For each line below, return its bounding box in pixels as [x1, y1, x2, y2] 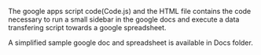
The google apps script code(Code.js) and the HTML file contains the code [8, 7, 252, 15]
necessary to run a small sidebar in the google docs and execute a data [8, 15, 240, 24]
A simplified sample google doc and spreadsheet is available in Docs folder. [8, 38, 253, 47]
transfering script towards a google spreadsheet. [8, 23, 167, 32]
